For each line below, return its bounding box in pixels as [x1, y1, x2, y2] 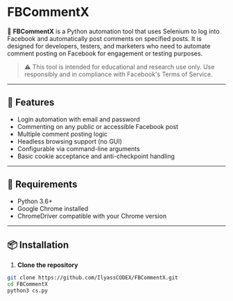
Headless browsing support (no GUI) [17, 137, 123, 146]
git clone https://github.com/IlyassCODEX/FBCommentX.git [7, 275, 178, 282]
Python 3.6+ [17, 197, 53, 205]
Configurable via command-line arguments [17, 144, 140, 153]
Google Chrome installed [17, 204, 89, 212]
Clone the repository [17, 261, 78, 269]
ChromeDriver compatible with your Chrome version [17, 212, 167, 220]
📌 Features [7, 96, 55, 108]
